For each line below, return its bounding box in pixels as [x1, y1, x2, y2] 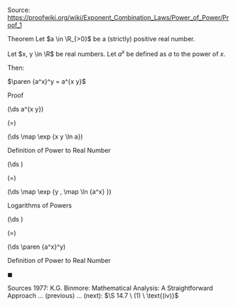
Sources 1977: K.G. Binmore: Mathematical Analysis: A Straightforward [7, 284, 213, 292]
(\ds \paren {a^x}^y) [7, 242, 66, 251]
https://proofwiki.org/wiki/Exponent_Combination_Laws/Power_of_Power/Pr [7, 14, 230, 22]
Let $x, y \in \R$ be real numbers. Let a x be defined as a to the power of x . [7, 48, 226, 58]
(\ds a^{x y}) [7, 104, 44, 113]
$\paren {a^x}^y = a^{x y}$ [7, 77, 87, 85]
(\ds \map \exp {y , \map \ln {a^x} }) [7, 187, 112, 195]
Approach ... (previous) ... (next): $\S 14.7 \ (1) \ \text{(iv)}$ [7, 291, 179, 300]
